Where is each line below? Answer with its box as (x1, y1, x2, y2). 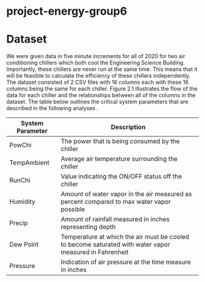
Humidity (9, 198, 35, 206)
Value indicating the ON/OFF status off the (60, 173, 182, 181)
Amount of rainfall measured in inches (60, 215, 170, 224)
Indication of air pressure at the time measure (60, 258, 191, 267)
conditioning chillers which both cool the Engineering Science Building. (6, 59, 185, 67)
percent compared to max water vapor (60, 198, 171, 206)
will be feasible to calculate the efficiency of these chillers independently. (6, 72, 191, 80)
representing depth (60, 223, 116, 231)
